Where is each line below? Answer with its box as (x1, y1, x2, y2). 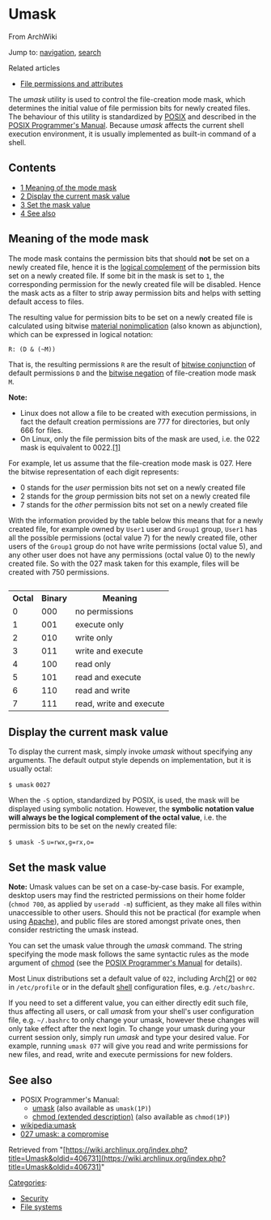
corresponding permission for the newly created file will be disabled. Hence (8, 279, 261, 289)
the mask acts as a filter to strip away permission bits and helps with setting (8, 288, 261, 298)
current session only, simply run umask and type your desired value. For (8, 1033, 249, 1042)
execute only (74, 619, 124, 630)
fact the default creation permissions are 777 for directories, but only (19, 417, 251, 426)
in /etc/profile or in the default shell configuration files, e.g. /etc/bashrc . (8, 982, 255, 992)
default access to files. (8, 297, 85, 306)
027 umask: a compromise (19, 1129, 109, 1139)
